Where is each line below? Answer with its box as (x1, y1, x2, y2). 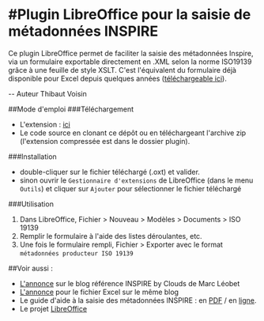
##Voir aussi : (8, 263, 53, 273)
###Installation (8, 152, 57, 161)
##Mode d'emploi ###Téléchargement (8, 104, 134, 114)
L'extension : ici (19, 119, 71, 129)
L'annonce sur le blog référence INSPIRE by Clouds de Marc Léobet (19, 278, 240, 288)
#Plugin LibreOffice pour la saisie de (8, 6, 251, 24)
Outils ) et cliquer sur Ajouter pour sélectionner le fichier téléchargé (19, 183, 242, 193)
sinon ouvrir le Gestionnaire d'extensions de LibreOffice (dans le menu (19, 176, 254, 185)
